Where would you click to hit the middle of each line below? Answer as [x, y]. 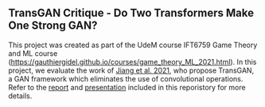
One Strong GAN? [53, 26]
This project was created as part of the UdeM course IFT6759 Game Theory [133, 45]
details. [20, 96]
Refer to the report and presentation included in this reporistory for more [127, 87]
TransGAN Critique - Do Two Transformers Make [131, 13]
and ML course [33, 53]
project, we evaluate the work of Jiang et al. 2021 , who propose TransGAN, [131, 70]
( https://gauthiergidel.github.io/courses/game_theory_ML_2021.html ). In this [132, 61]
